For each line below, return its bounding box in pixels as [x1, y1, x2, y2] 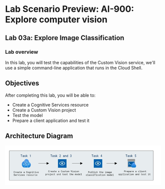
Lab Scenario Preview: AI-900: [5, 3, 134, 15]
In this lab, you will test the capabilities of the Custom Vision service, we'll [5, 59, 156, 65]
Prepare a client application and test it [12, 117, 90, 123]
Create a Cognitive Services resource [12, 102, 89, 108]
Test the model [12, 112, 43, 118]
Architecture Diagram [5, 132, 73, 140]
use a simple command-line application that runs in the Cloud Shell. [5, 65, 143, 71]
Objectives [5, 79, 40, 87]
